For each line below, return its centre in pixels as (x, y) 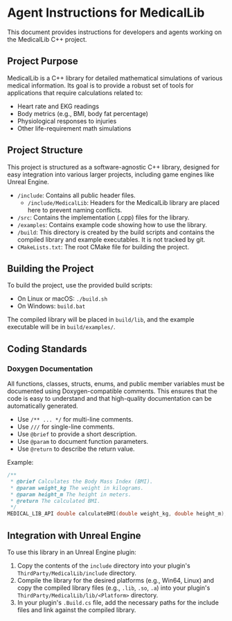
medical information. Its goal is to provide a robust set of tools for (100, 85)
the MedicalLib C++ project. (47, 39)
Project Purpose (43, 61)
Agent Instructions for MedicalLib (106, 13)
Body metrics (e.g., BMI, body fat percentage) (83, 113)
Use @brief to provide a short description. (77, 434)
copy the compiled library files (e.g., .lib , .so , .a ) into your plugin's (114, 588)
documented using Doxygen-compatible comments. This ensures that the (113, 391)
